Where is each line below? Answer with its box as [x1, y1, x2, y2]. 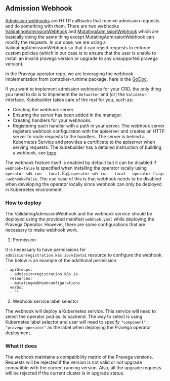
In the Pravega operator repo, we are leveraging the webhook [5, 71, 134, 77]
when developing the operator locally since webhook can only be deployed [5, 181, 162, 187]
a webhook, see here [12, 149, 57, 155]
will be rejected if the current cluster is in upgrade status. [5, 370, 124, 376]
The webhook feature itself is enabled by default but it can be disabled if [5, 160, 157, 166]
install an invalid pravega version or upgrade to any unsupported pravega [5, 55, 158, 61]
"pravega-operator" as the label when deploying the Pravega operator [5, 325, 151, 331]
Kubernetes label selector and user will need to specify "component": [5, 319, 148, 325]
